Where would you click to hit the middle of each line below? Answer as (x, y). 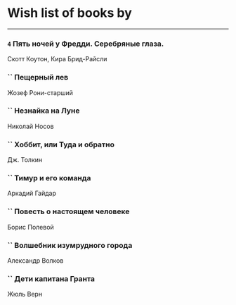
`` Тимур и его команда (49, 178)
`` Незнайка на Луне (44, 111)
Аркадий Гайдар (32, 193)
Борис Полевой (31, 227)
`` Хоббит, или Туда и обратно (61, 144)
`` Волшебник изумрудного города (70, 245)
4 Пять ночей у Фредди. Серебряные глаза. (86, 44)
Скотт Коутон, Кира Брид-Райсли (57, 59)
